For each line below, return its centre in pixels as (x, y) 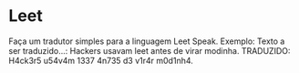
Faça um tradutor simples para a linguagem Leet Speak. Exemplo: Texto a (147, 41)
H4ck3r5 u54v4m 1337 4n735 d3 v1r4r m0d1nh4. (101, 60)
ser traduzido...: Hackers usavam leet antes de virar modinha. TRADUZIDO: (149, 50)
